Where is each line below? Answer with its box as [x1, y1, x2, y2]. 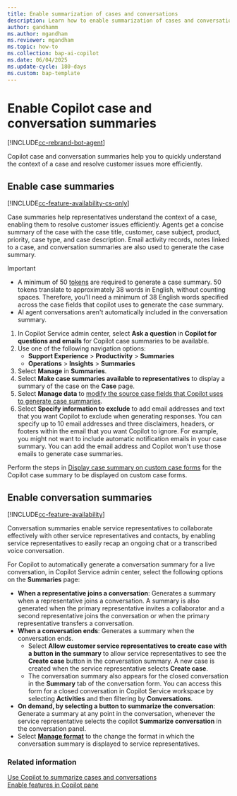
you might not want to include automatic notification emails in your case [17, 435, 227, 443]
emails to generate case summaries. [17, 450, 123, 458]
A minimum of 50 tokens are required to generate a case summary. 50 [17, 278, 221, 287]
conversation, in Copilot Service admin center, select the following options [7, 568, 224, 576]
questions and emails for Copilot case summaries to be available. [17, 337, 209, 346]
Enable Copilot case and [7, 100, 152, 116]
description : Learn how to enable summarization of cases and [7, 17, 194, 24]
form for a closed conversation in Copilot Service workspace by [28, 687, 214, 695]
